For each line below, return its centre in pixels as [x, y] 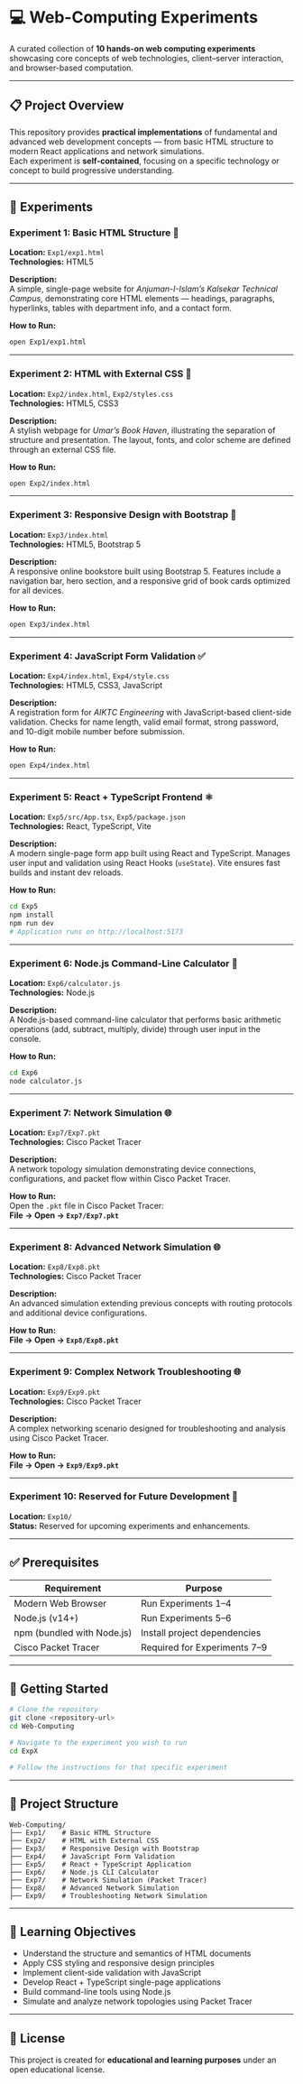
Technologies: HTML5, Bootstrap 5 [75, 544]
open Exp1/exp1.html [48, 342]
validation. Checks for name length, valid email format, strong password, [144, 722]
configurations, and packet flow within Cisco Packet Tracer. [120, 1178]
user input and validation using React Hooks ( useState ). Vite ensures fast [145, 863]
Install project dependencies [201, 1632]
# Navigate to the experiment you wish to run [98, 1743]
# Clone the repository [54, 1710]
